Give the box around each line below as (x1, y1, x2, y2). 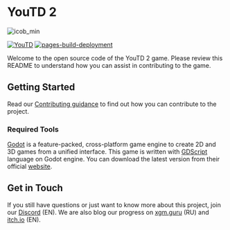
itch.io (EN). (7, 215, 42, 224)
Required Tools (7, 124, 59, 134)
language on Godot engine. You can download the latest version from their (7, 155, 220, 163)
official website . (7, 162, 53, 170)
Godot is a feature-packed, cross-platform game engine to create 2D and (7, 140, 216, 149)
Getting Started (7, 81, 76, 94)
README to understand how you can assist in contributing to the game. (7, 61, 211, 69)
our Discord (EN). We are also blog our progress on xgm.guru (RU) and (7, 208, 209, 216)
